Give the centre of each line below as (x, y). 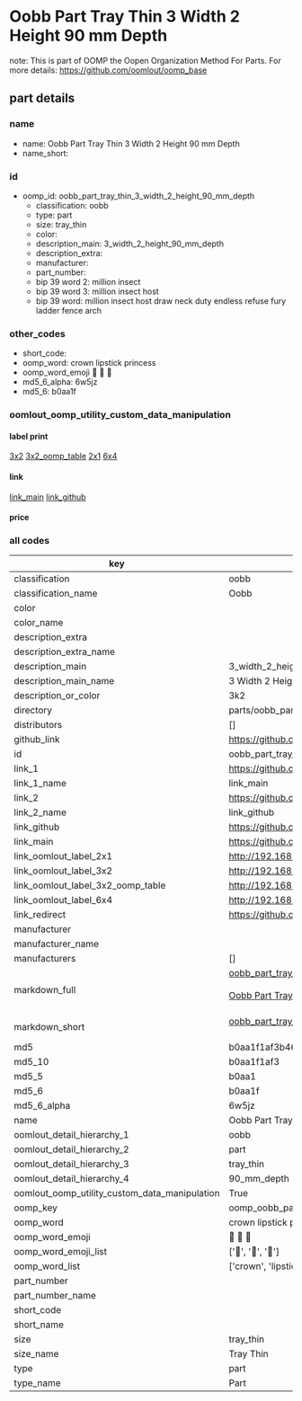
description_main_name (64, 681)
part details (42, 98)
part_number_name (55, 1296)
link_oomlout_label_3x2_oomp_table (90, 885)
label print (29, 436)
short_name (39, 1325)
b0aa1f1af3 (254, 1062)
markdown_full (45, 990)
